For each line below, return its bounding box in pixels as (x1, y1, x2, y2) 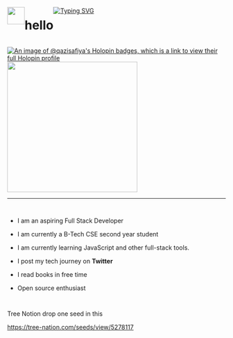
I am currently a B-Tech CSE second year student (17, 230, 159, 238)
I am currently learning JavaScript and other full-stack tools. (17, 243, 189, 252)
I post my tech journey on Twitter (17, 257, 113, 265)
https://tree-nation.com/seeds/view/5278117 (7, 323, 134, 331)
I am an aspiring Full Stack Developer (17, 216, 123, 225)
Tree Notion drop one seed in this (7, 309, 103, 318)
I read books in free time (17, 270, 88, 278)
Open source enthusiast (17, 284, 86, 292)
